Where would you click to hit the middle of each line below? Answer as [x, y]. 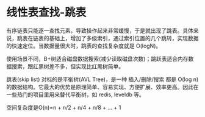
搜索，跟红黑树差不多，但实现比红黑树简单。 [67, 66]
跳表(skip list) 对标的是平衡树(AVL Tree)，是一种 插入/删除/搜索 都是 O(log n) [103, 79]
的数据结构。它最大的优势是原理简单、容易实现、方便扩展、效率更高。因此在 [103, 87]
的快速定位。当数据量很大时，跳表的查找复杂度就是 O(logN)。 [84, 46]
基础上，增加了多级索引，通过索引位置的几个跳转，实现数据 [124, 38]
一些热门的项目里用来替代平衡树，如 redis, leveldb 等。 [75, 94]
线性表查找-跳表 [46, 12]
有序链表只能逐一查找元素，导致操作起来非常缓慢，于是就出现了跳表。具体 [100, 30]
